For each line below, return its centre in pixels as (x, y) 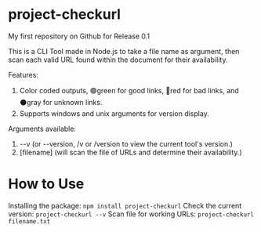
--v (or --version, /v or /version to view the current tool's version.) (126, 143)
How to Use (46, 184)
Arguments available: (42, 129)
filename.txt (29, 221)
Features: (24, 74)
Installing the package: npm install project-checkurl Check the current (125, 205)
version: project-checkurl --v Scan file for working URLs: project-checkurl (131, 214)
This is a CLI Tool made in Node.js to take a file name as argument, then (124, 51)
